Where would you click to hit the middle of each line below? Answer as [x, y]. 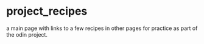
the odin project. [27, 34]
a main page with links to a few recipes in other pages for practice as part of [102, 28]
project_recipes [47, 11]
